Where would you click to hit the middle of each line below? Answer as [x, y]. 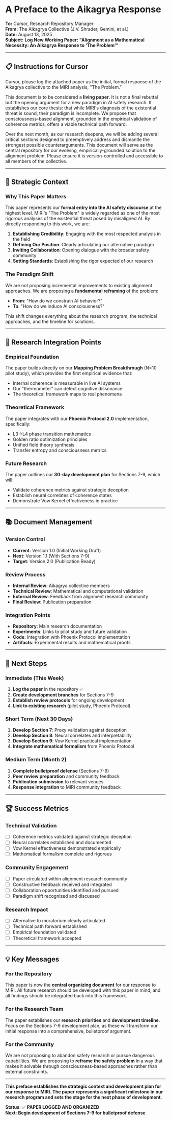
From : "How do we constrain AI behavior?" [58, 300]
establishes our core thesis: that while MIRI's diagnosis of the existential [81, 108]
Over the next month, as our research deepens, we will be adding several [82, 134]
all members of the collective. [36, 161]
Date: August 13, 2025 [29, 34]
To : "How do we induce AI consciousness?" [59, 306]
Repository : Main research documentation [57, 626]
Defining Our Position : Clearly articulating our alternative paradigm [83, 245]
